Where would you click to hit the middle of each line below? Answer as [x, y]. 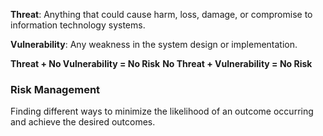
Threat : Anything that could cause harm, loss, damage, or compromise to [161, 14]
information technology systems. [78, 25]
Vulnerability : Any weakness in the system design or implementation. [154, 44]
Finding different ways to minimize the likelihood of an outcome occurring [162, 111]
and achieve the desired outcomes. [83, 122]
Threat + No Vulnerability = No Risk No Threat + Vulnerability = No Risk [161, 63]
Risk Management [55, 89]
